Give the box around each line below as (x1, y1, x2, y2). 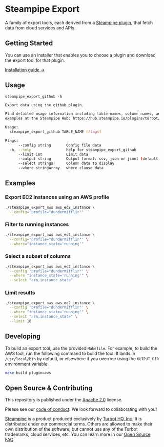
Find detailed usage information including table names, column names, (5, 111, 154, 116)
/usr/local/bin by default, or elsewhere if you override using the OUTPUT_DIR (5, 355, 159, 361)
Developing (5, 332, 41, 341)
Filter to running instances (5, 221, 69, 228)
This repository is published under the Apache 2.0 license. (5, 397, 123, 403)
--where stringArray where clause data (18, 166, 104, 171)
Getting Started (5, 39, 53, 48)
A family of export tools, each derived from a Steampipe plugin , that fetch (5, 20, 153, 25)
